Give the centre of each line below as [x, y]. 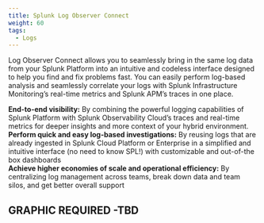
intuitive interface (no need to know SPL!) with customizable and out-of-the [132, 152]
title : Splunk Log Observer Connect [69, 15]
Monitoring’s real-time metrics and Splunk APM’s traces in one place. [121, 94]
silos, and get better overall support [66, 185]
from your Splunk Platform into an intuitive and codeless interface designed [132, 69]
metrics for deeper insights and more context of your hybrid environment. [128, 126]
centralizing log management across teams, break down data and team [124, 177]
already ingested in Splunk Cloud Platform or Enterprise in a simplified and [130, 143]
